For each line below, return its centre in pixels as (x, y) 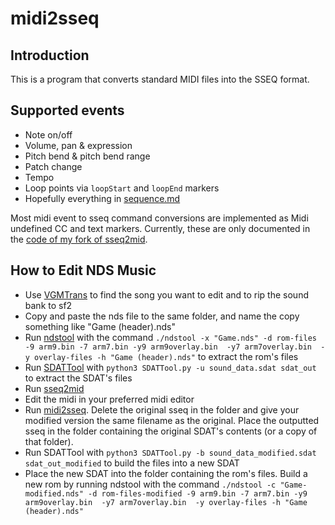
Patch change (53, 166)
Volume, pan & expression (78, 145)
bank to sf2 (48, 305)
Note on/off (48, 134)
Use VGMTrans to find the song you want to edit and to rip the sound (166, 294)
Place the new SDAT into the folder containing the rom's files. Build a (166, 473)
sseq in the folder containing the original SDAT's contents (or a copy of (171, 431)
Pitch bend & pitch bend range (87, 156)
